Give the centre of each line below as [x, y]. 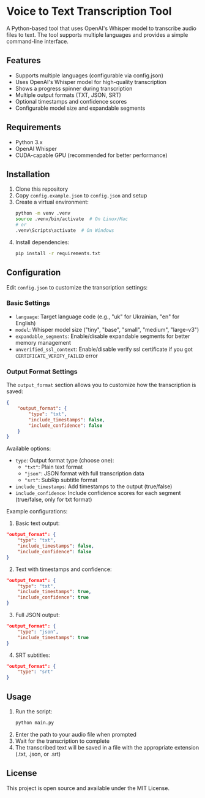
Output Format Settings [42, 371]
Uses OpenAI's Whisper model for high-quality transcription [91, 82]
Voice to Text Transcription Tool [89, 11]
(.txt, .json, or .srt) [38, 754]
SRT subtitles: [33, 655]
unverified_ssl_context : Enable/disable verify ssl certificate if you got [104, 349]
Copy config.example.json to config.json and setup [81, 196]
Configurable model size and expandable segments [80, 108]
